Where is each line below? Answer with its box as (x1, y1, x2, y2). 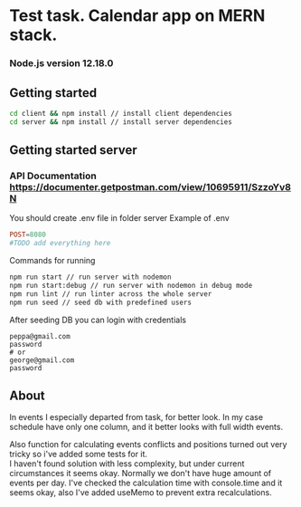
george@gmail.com (9, 355, 75, 365)
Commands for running (9, 255, 96, 266)
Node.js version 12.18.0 (9, 57, 114, 70)
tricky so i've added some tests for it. (9, 449, 147, 460)
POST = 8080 (9, 230, 47, 240)
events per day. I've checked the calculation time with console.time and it (9, 477, 283, 489)
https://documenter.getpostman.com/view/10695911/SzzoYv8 (9, 180, 292, 193)
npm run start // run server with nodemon (9, 273, 172, 282)
